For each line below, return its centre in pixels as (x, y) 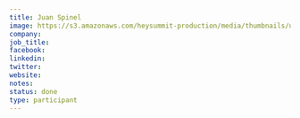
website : (25, 75)
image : (21, 26)
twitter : (25, 67)
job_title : (29, 42)
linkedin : (28, 59)
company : (25, 34)
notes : (21, 83)
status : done (33, 91)
